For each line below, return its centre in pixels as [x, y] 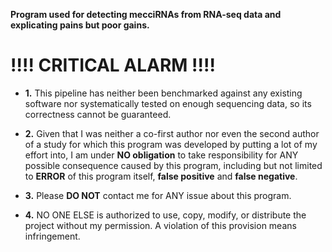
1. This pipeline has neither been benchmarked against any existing [163, 93]
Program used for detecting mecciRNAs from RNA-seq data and [146, 14]
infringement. [52, 236]
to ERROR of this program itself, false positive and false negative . [161, 176]
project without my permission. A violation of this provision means [160, 225]
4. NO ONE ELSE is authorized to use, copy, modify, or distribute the [165, 215]
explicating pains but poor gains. [80, 25]
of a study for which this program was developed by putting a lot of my [171, 144]
